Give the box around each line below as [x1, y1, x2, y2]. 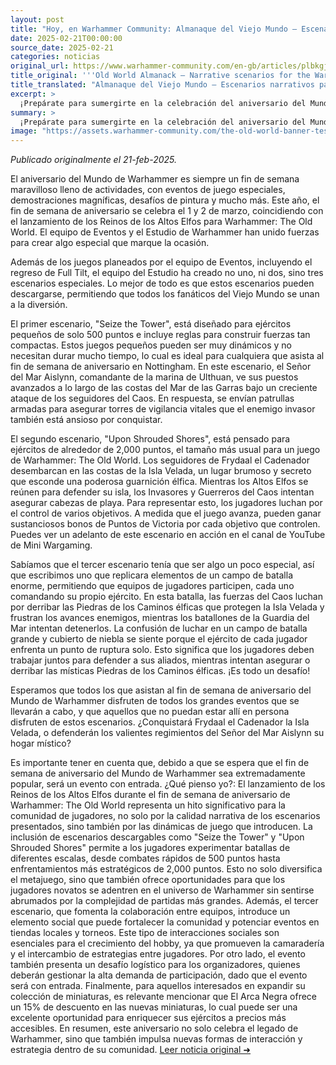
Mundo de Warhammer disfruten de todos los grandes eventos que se [10, 695, 300, 707]
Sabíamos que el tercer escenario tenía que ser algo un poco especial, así [10, 559, 315, 571]
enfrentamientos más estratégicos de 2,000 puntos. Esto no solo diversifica [10, 863, 323, 875]
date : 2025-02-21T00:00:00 [10, 33, 123, 43]
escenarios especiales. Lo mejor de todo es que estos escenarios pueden [10, 277, 315, 290]
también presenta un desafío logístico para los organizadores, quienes [10, 959, 301, 971]
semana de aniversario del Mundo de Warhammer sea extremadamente [10, 767, 306, 780]
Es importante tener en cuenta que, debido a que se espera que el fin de [10, 757, 310, 769]
